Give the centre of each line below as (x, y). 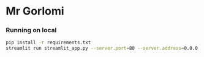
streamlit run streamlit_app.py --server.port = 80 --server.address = (95, 49)
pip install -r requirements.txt (48, 43)
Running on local (31, 30)
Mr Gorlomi (35, 11)
